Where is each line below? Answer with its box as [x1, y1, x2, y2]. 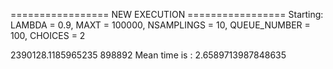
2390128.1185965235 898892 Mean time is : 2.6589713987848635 [10, 49, 287, 61]
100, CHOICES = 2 [10, 30, 86, 41]
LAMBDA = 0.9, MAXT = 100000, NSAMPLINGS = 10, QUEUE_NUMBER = [10, 19, 311, 31]
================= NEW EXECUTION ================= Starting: [10, 9, 324, 20]
